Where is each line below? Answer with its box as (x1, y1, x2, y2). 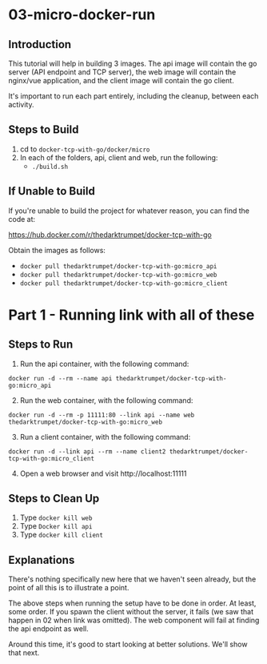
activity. (8, 100, 34, 109)
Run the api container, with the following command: (19, 359, 189, 368)
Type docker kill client (19, 530, 104, 540)
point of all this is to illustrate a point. (8, 583, 130, 593)
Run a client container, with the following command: (19, 432, 191, 441)
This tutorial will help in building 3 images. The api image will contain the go (8, 58, 257, 68)
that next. (8, 648, 40, 658)
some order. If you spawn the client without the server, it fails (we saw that (8, 607, 254, 617)
